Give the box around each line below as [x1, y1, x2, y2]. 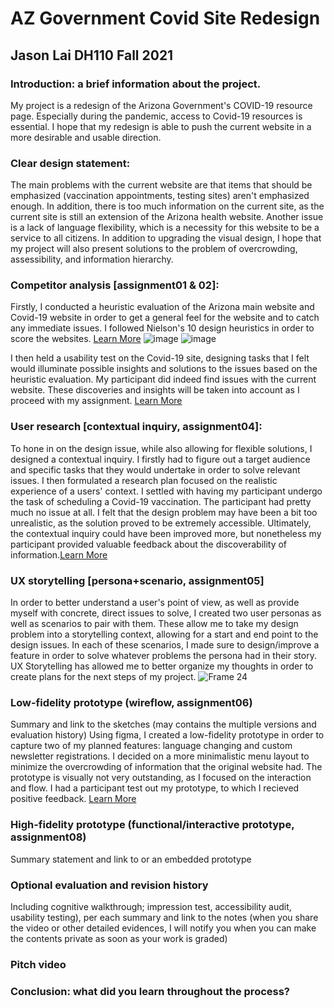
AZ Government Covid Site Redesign [10, 7, 321, 30]
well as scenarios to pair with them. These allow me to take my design [10, 618, 299, 630]
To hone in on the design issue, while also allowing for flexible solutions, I [10, 442, 313, 454]
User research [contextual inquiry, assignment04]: [10, 420, 263, 434]
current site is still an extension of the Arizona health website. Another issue [10, 211, 324, 223]
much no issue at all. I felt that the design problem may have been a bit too [10, 506, 318, 518]
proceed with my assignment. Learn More [10, 395, 183, 407]
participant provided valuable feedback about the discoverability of [10, 538, 288, 550]
